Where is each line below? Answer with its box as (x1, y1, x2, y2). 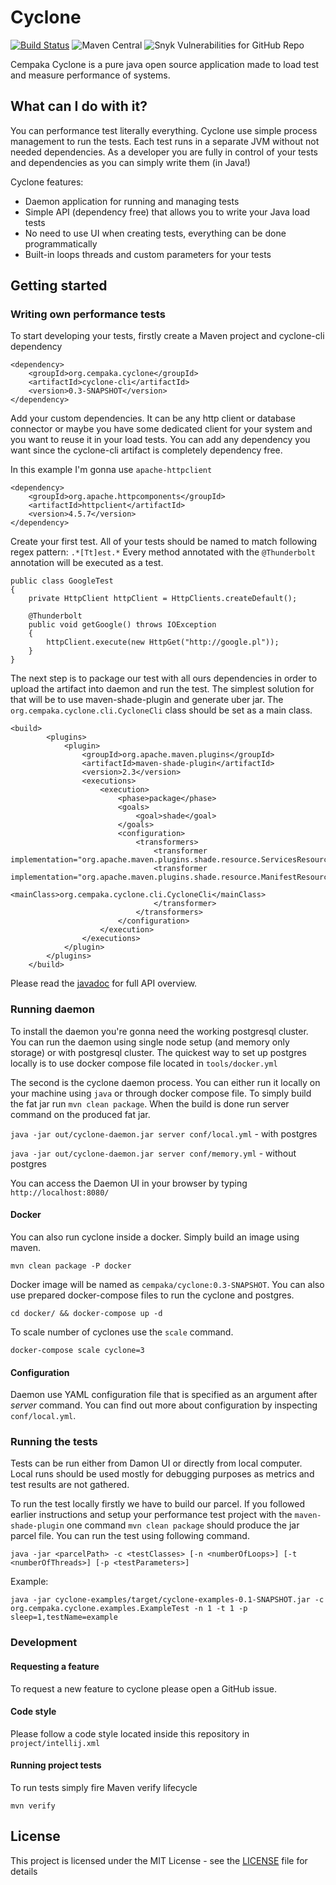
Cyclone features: (10, 176, 84, 188)
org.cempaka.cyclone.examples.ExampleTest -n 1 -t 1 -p (10, 1604, 248, 1614)
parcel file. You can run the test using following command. (10, 1530, 250, 1542)
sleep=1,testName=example (10, 1612, 118, 1623)
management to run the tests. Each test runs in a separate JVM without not (10, 135, 320, 147)
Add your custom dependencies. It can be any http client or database (10, 412, 297, 425)
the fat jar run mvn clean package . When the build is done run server (10, 1097, 290, 1110)
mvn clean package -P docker (10, 1261, 132, 1271)
